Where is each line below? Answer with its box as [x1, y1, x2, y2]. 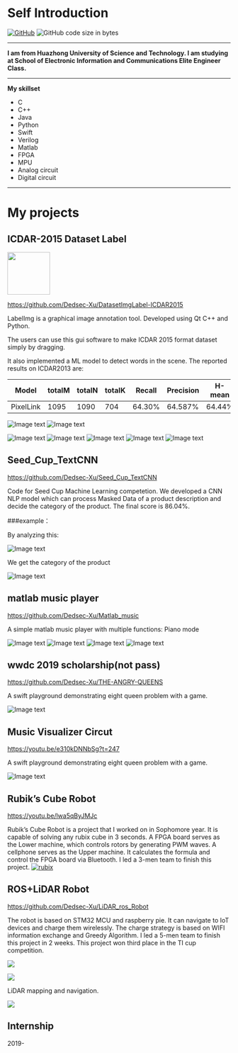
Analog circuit [17, 165, 59, 174]
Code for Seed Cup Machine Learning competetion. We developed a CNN [7, 487, 223, 495]
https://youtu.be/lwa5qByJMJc [7, 811, 98, 820]
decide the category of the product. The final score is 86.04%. [7, 502, 190, 510]
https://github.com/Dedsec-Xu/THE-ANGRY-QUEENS [7, 678, 164, 687]
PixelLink [11, 402, 41, 412]
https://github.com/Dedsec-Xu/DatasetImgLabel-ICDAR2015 [7, 300, 183, 309]
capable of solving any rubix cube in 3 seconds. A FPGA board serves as [7, 833, 220, 841]
